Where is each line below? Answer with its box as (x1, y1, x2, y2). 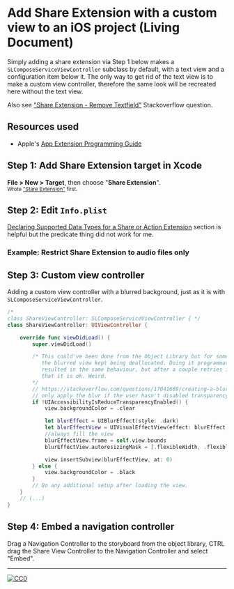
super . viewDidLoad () (32, 340, 92, 348)
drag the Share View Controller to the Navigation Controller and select (7, 546, 208, 555)
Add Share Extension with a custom (7, 5, 217, 21)
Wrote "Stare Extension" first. (7, 185, 78, 192)
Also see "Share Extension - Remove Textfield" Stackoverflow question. (7, 100, 213, 109)
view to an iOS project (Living (7, 20, 180, 36)
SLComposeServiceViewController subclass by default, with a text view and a (7, 65, 225, 73)
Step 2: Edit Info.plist (7, 204, 107, 216)
